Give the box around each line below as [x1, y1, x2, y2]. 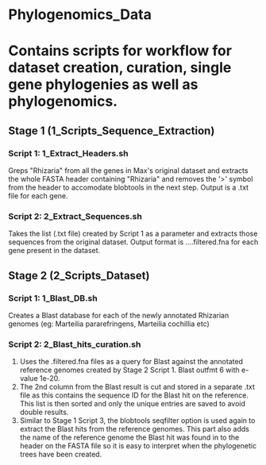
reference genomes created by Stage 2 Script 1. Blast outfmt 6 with [19, 365, 240, 375]
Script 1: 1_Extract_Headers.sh [8, 148, 129, 159]
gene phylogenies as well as [8, 75, 199, 94]
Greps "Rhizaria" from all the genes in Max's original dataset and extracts [8, 166, 249, 175]
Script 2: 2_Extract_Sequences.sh [8, 210, 143, 221]
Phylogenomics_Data [8, 6, 152, 24]
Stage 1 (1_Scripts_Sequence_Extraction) [8, 124, 215, 137]
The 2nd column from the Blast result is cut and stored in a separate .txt [19, 382, 256, 392]
